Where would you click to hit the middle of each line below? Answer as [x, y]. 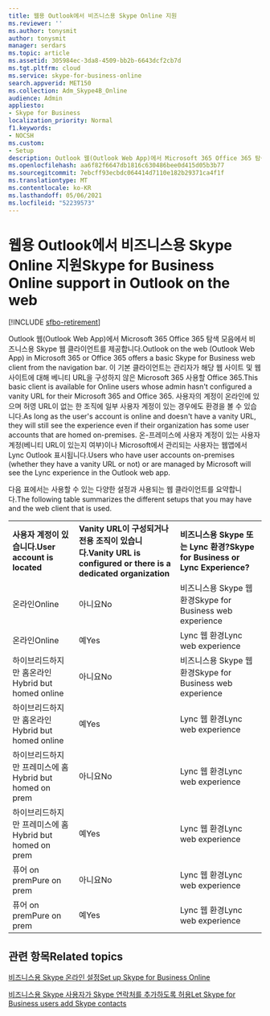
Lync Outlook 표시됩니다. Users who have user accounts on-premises [122, 455]
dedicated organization [125, 574]
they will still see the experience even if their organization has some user [129, 425]
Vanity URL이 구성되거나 [124, 529]
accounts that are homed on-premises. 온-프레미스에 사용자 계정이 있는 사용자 [135, 435]
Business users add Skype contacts [67, 1004]
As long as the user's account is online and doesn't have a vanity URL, [139, 416]
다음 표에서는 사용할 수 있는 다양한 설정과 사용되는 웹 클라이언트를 [111, 489]
